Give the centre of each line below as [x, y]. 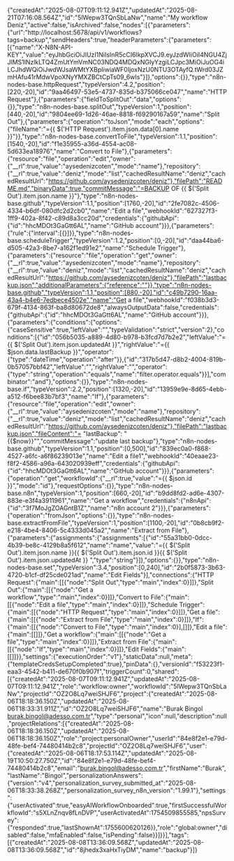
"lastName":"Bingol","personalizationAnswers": [75, 775]
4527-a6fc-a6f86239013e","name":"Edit [65, 456]
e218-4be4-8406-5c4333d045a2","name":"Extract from [89, 530]
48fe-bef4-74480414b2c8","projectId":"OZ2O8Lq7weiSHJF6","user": [107, 746]
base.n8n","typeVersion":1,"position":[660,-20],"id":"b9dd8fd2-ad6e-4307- [116, 493]
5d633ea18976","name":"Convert [55, 151]
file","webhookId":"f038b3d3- [176, 300]
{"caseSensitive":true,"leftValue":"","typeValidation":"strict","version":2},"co [116, 329]
